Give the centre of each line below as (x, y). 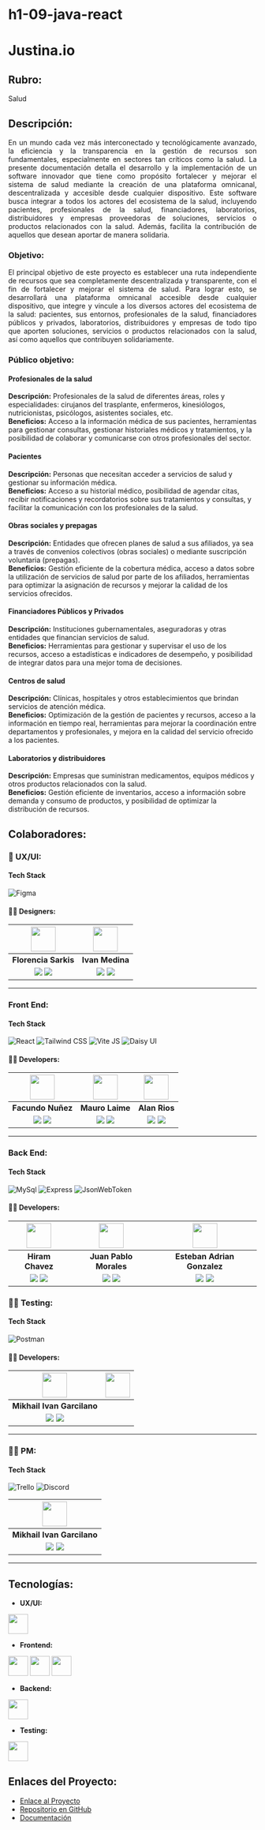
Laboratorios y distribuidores (57, 758)
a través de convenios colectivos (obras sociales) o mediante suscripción (127, 551)
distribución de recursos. (49, 809)
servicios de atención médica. (57, 707)
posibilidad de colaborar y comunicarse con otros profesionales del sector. (130, 438)
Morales (112, 1266)
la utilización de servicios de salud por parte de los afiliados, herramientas (129, 576)
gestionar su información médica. (63, 482)
